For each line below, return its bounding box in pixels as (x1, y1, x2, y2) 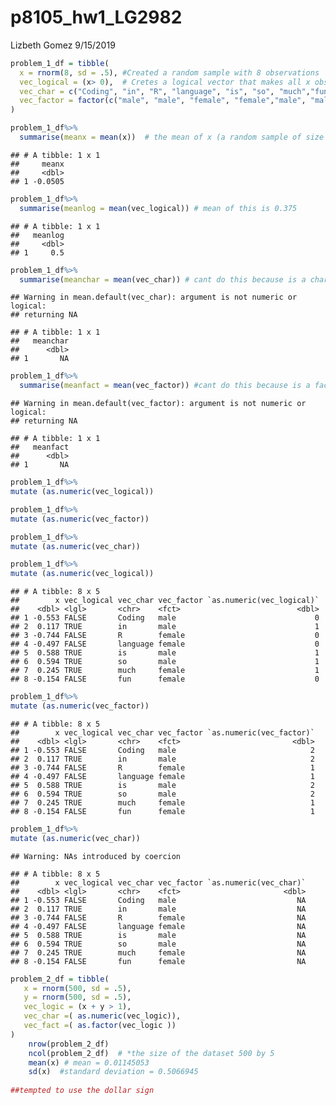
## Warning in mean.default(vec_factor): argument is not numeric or (10, 399, 307, 409)
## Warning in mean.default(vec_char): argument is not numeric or (10, 292, 298, 303)
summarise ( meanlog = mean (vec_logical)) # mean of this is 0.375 (19, 203, 298, 213)
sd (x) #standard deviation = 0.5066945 (28, 1067, 199, 1077)
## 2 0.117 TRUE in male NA (10, 904, 307, 914)
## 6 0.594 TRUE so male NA (10, 939, 307, 949)
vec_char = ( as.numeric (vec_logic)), (23, 1011, 182, 1021)
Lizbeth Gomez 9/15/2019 (10, 39, 116, 51)
